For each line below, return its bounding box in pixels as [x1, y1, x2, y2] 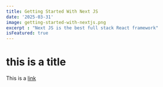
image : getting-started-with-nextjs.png [6, 19, 107, 25]
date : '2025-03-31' [6, 14, 54, 20]
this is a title [6, 55, 66, 69]
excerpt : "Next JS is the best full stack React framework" [6, 25, 159, 31]
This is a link [6, 75, 36, 82]
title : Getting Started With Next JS [6, 8, 99, 15]
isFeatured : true [6, 30, 49, 36]
